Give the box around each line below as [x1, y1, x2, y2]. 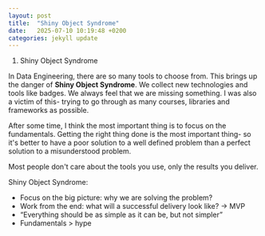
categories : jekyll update [8, 34, 98, 42]
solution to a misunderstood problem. [8, 146, 132, 156]
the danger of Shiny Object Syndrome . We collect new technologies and [8, 80, 248, 90]
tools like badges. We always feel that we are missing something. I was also [8, 89, 257, 98]
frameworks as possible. [8, 106, 89, 115]
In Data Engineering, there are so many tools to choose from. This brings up [8, 71, 258, 81]
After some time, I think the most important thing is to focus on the [8, 121, 227, 130]
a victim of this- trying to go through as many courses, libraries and [8, 97, 230, 106]
